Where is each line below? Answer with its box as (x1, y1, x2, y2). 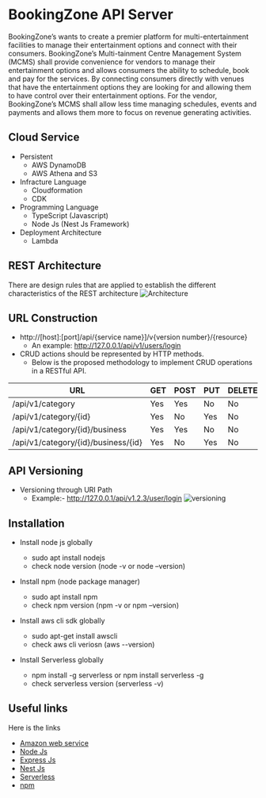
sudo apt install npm (31, 593, 98, 601)
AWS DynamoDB (31, 160, 87, 170)
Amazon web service (19, 738, 89, 747)
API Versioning (8, 464, 84, 478)
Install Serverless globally (19, 655, 104, 664)
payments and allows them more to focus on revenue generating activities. (8, 107, 252, 117)
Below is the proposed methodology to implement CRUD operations (31, 358, 253, 367)
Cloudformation (31, 185, 83, 195)
